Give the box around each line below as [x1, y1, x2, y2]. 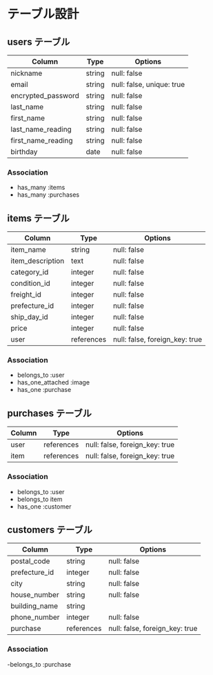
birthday [10, 147, 38, 156]
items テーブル [7, 212, 70, 224]
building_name [10, 601, 59, 611]
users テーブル [7, 36, 70, 48]
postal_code [10, 556, 50, 566]
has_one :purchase [17, 386, 72, 394]
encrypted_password [10, 91, 79, 100]
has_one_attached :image [17, 378, 90, 387]
